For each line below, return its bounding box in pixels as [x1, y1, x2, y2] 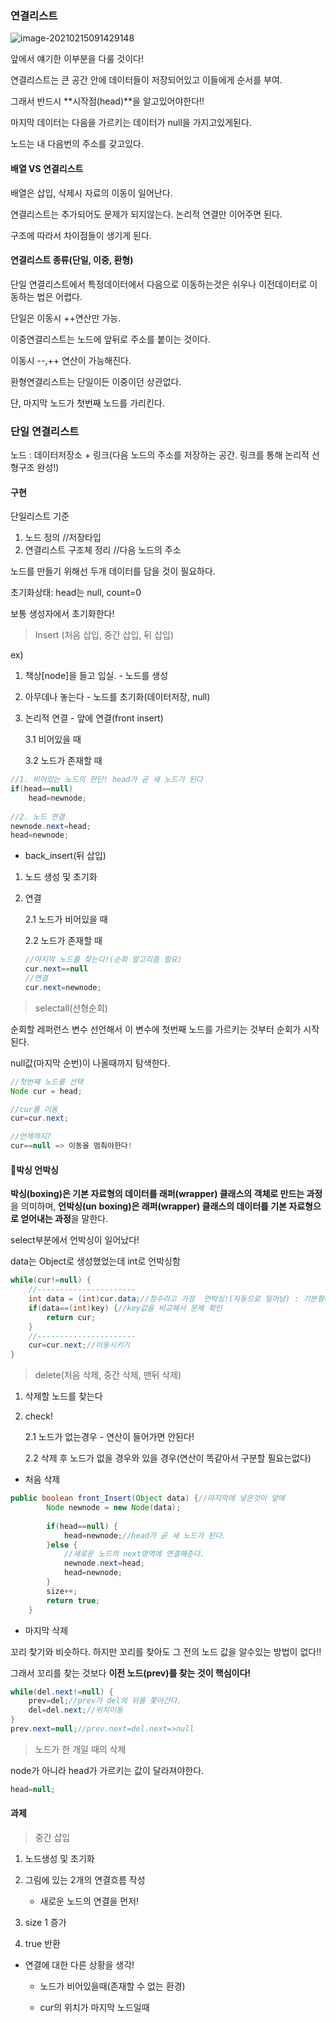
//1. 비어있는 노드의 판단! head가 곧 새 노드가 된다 [10, 775, 203, 785]
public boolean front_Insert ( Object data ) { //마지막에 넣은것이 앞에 [10, 1493, 285, 1504]
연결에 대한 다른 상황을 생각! [24, 1958, 135, 1971]
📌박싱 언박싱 [10, 1163, 59, 1176]
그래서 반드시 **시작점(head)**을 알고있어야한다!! [10, 95, 205, 107]
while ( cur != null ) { [10, 1275, 92, 1286]
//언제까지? [10, 1132, 52, 1142]
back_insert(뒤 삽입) [24, 850, 107, 862]
